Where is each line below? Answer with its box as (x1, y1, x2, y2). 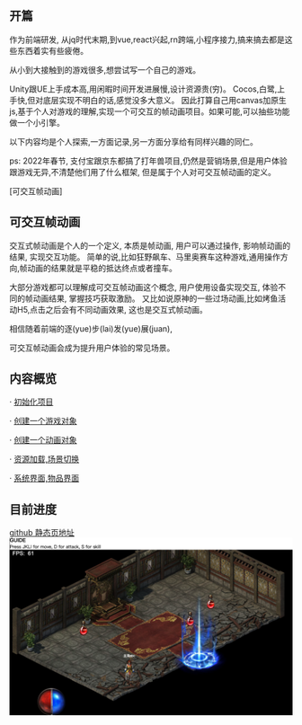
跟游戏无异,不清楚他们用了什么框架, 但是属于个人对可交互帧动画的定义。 (9, 166, 277, 177)
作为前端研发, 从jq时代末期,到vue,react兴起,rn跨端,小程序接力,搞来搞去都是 (9, 34, 285, 45)
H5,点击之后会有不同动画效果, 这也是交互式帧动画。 (16, 304, 209, 314)
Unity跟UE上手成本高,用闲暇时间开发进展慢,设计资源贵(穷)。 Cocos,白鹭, (9, 84, 278, 94)
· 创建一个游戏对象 (9, 416, 77, 427)
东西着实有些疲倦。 (16, 45, 88, 56)
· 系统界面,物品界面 (9, 473, 80, 483)
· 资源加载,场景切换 (9, 454, 80, 464)
